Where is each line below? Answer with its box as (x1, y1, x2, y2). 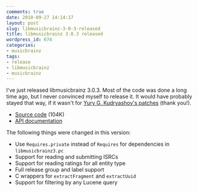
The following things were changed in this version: (6, 129, 131, 136)
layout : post (6, 20, 39, 26)
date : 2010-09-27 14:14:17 (6, 14, 74, 20)
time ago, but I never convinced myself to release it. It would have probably (6, 93, 193, 100)
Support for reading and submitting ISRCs (14, 154, 119, 161)
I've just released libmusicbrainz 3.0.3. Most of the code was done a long (6, 86, 187, 94)
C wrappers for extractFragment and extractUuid (14, 172, 136, 180)
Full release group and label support (14, 166, 104, 173)
